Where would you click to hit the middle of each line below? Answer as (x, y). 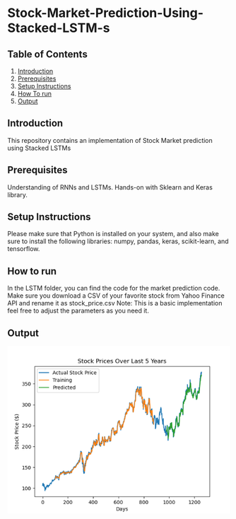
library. (18, 194)
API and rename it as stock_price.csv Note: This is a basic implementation (115, 303)
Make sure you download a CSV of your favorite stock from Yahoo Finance (116, 296)
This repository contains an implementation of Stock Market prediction (110, 140)
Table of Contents (48, 54)
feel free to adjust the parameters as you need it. (78, 311)
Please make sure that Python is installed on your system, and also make (113, 234)
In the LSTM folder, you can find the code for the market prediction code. (114, 288)
